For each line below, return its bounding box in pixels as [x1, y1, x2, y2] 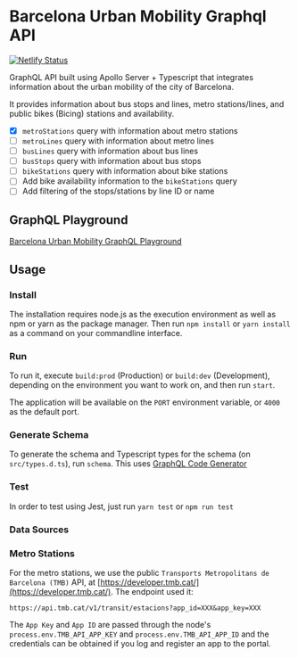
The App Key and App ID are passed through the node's [9, 619, 211, 629]
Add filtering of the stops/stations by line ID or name [21, 185, 215, 197]
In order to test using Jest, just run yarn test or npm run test [9, 501, 234, 512]
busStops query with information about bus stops [21, 156, 202, 167]
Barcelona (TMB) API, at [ [9, 577, 101, 588]
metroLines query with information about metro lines [21, 136, 214, 146]
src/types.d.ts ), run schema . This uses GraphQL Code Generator [9, 458, 247, 469]
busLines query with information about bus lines [21, 145, 199, 157]
